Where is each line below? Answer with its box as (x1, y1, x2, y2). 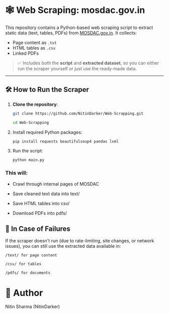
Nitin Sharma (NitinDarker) (5, 303, 60, 309)
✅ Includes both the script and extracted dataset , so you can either (17, 60, 159, 66)
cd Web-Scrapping (12, 120, 49, 125)
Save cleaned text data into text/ (12, 191, 80, 197)
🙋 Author (5, 287, 43, 298)
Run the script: (12, 148, 43, 154)
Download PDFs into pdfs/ (12, 210, 67, 216)
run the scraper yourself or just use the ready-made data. (17, 65, 137, 71)
